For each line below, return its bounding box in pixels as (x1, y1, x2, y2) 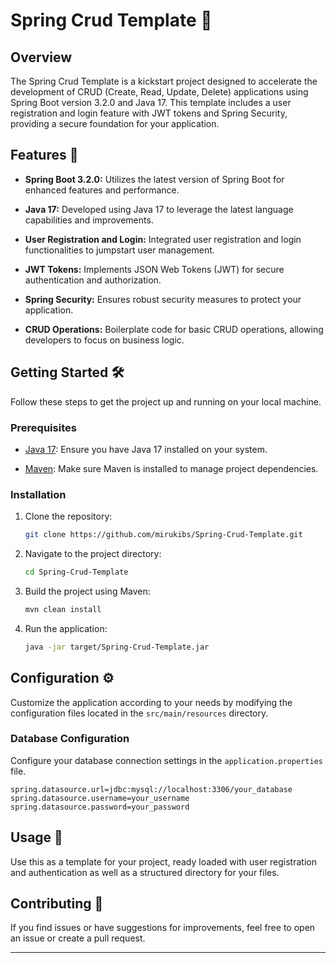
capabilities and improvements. (24, 214, 154, 226)
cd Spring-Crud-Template (24, 567, 129, 578)
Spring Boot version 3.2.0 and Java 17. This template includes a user (10, 97, 292, 108)
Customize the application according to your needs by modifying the (10, 696, 293, 708)
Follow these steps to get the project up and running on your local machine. (10, 395, 322, 408)
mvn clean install (24, 604, 102, 614)
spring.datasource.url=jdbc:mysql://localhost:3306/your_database (10, 784, 293, 794)
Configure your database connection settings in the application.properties (10, 754, 323, 766)
